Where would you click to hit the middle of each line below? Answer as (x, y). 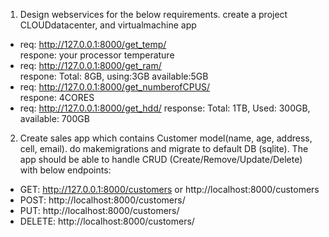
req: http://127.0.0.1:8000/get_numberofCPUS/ (115, 87)
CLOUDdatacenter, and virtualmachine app (108, 25)
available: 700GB (54, 118)
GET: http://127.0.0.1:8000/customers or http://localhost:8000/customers (169, 189)
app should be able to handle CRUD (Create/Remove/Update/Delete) (161, 159)
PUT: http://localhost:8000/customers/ (99, 210)
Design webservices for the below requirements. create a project (153, 14)
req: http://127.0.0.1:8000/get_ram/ (90, 65)
